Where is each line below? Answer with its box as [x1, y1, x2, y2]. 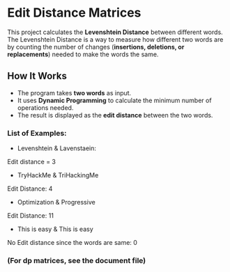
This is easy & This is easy [17, 225, 94, 234]
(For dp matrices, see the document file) [7, 255, 146, 265]
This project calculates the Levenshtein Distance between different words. [7, 28, 223, 36]
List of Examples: [7, 128, 68, 138]
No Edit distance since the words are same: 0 [7, 239, 138, 247]
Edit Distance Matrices [7, 5, 141, 21]
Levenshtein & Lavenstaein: [17, 144, 96, 152]
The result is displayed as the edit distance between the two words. [17, 111, 213, 119]
